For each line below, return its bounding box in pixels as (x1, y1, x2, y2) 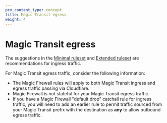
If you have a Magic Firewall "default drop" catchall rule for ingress (12, 96, 152, 102)
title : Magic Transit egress (5, 12, 67, 17)
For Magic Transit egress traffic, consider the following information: (5, 70, 145, 76)
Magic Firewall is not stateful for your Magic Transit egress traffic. (12, 91, 150, 97)
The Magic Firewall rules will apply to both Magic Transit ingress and (12, 80, 155, 86)
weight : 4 (5, 17, 26, 22)
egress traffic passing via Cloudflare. (12, 85, 90, 91)
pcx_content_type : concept (5, 7, 62, 13)
